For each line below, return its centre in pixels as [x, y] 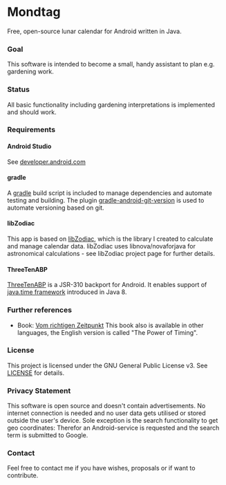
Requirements [31, 130]
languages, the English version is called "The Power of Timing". [107, 332]
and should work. [32, 112]
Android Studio [29, 147]
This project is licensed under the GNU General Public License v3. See [107, 365]
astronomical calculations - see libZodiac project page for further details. [111, 254]
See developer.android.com [47, 162]
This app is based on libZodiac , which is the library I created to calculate [110, 239]
